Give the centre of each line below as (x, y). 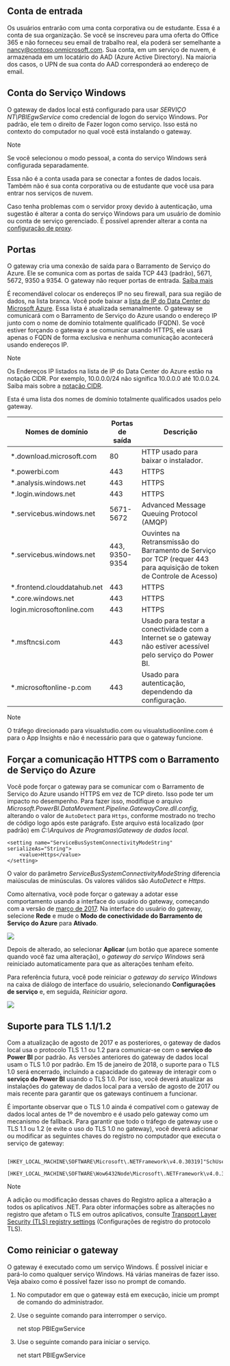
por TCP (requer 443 (175, 559)
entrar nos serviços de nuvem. (50, 193)
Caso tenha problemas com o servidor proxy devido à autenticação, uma (110, 206)
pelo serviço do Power (178, 655)
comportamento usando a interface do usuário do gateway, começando (108, 902)
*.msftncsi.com (35, 642)
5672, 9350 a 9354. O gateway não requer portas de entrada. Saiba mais (110, 281)
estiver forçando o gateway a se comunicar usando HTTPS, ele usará (105, 330)
